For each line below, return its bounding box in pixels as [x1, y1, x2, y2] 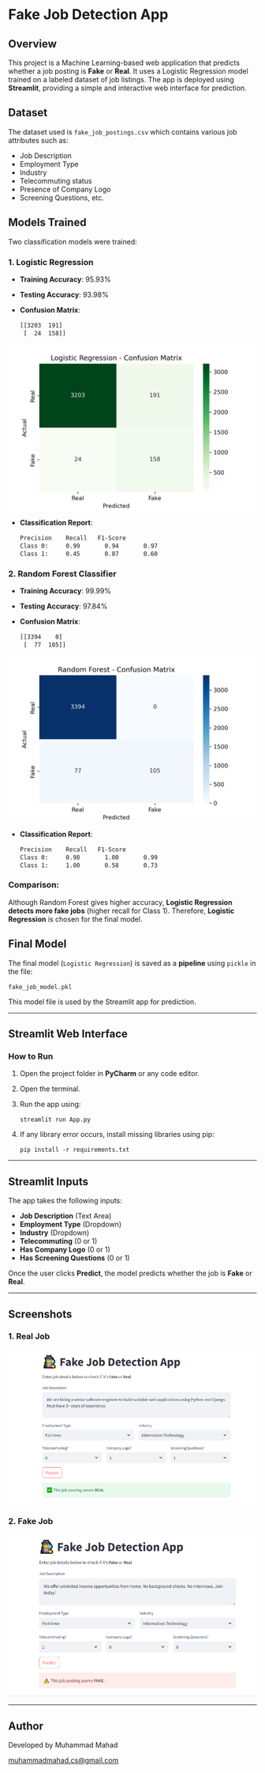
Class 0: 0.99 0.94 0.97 [19, 542, 158, 550]
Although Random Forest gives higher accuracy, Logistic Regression [8, 897, 233, 907]
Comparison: [8, 880, 60, 891]
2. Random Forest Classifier [8, 568, 117, 579]
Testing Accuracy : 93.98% [19, 290, 109, 299]
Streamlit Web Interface [8, 1027, 128, 1041]
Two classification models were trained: [8, 237, 138, 246]
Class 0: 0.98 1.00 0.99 [19, 853, 158, 862]
